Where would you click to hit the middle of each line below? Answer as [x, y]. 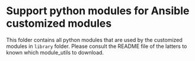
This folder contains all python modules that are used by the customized [94, 40]
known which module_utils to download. [55, 52]
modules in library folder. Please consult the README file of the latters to [97, 46]
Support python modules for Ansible [98, 11]
